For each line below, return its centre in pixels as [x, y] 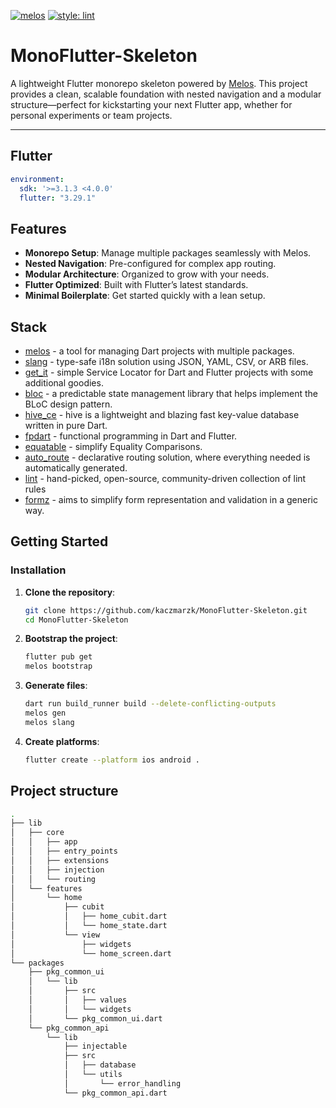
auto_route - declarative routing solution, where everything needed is [167, 457]
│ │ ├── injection [57, 870]
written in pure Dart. [66, 425]
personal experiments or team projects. [91, 115]
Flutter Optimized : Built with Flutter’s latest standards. [136, 285]
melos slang [49, 722]
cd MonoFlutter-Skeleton [76, 620]
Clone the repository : [70, 592]
